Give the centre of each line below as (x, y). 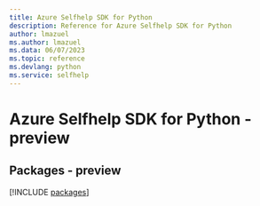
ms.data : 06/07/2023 (47, 51)
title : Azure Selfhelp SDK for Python (81, 17)
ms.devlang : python (45, 67)
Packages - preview (65, 171)
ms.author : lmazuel (45, 42)
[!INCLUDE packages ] (49, 192)
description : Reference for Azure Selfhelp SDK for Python (121, 26)
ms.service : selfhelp (49, 75)
